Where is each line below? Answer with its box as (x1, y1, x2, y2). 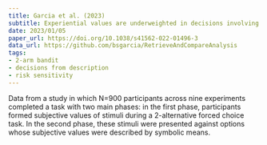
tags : (8, 49, 26, 57)
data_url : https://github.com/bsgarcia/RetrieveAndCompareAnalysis (8, 42, 238, 50)
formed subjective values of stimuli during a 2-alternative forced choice (8, 110, 245, 120)
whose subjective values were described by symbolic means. (8, 127, 210, 137)
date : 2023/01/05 (8, 26, 66, 34)
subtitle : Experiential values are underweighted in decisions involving (8, 19, 260, 27)
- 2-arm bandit (8, 57, 59, 65)
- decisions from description (8, 64, 110, 72)
